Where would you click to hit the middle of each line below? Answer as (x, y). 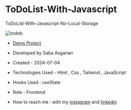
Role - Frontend (29, 92)
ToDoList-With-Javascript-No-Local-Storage (52, 23)
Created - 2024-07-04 (36, 62)
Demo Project (27, 43)
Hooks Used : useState (36, 82)
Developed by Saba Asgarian (43, 53)
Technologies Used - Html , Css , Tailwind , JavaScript (69, 72)
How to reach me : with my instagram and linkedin (65, 102)
